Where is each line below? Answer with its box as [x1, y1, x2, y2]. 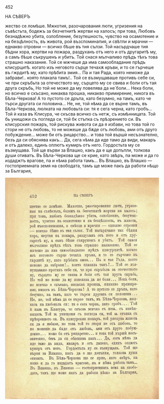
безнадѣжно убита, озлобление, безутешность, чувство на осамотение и [5, 34, 159, 39]
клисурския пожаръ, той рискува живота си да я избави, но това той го [5, 121, 155, 127]
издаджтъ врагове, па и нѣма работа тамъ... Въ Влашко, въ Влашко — [5, 158, 152, 163]
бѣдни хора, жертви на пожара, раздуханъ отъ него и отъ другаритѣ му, [5, 49, 157, 55]
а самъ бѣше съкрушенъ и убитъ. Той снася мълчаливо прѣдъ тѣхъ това [5, 54, 158, 60]
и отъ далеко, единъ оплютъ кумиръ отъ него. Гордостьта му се [5, 142, 140, 148]
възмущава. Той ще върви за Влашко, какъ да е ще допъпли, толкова [5, 147, 150, 153]
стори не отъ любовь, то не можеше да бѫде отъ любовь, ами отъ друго [5, 127, 157, 132]
